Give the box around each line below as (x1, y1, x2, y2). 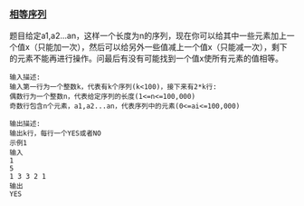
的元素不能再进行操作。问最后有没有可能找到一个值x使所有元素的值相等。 (9, 53, 283, 64)
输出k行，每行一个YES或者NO (9, 129, 101, 138)
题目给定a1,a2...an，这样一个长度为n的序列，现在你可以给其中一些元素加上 (9, 30, 287, 42)
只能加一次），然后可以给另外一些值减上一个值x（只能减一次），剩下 (37, 42, 288, 53)
